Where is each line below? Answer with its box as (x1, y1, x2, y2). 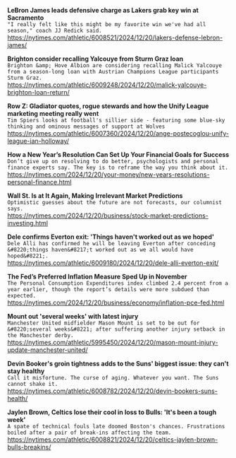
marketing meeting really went (7, 110, 99, 117)
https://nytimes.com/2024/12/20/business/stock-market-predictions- (7, 211, 209, 220)
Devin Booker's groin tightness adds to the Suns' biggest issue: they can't (7, 360, 229, 368)
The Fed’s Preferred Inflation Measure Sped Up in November (7, 272, 187, 281)
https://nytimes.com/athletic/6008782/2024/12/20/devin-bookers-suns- (7, 387, 218, 395)
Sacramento (7, 13, 44, 22)
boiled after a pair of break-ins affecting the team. (7, 429, 172, 436)
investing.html (7, 219, 48, 227)
